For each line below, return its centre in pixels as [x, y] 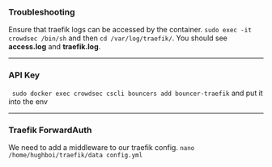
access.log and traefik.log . [55, 47]
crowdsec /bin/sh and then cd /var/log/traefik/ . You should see [118, 38]
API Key [24, 75]
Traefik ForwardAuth [50, 130]
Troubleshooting [42, 12]
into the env [28, 101]
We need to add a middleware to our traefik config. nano [102, 147]
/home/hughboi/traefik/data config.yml [76, 155]
